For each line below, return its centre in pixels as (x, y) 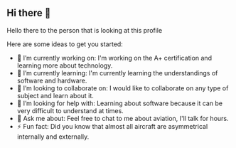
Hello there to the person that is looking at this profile (85, 30)
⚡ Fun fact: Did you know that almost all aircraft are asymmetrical (112, 126)
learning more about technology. (65, 65)
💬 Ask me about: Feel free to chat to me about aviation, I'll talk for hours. (123, 118)
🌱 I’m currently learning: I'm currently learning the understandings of (117, 73)
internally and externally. (53, 137)
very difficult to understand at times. (70, 110)
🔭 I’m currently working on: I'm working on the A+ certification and (114, 58)
